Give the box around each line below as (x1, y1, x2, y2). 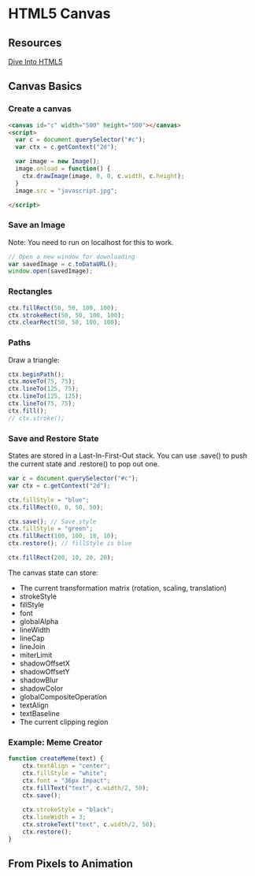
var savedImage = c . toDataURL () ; (8, 260, 118, 268)
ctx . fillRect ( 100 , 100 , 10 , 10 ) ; (8, 533, 118, 540)
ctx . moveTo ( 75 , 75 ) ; (8, 377, 76, 386)
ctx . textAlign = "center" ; (22, 762, 111, 770)
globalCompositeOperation (19, 692, 108, 701)
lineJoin (19, 641, 46, 651)
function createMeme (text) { (8, 755, 104, 763)
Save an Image (8, 220, 65, 231)
